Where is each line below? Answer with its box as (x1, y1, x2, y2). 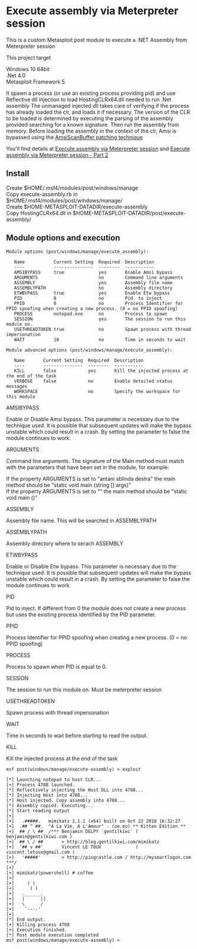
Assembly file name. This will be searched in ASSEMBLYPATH (6, 517, 157, 524)
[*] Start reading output (6, 808, 70, 813)
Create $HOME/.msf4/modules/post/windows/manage (6, 184, 139, 191)
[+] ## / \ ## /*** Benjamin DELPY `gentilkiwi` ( (6, 828, 139, 834)
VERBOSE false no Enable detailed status (14, 378, 173, 384)
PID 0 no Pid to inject (14, 295, 162, 301)
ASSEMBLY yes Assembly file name (14, 279, 173, 285)
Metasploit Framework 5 (6, 78, 65, 85)
